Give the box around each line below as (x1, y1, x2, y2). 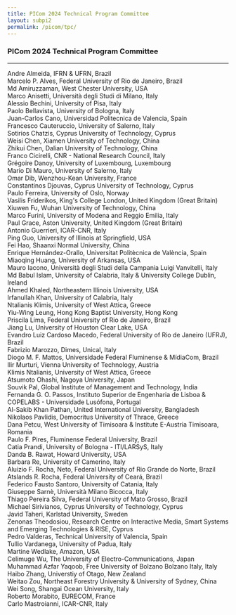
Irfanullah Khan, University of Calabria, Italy (7, 293, 133, 302)
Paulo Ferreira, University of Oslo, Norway (7, 188, 130, 197)
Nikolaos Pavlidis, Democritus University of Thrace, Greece (7, 413, 179, 421)
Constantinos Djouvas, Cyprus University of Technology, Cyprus (7, 181, 195, 190)
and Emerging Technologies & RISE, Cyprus (7, 524, 133, 533)
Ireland (7, 278, 28, 287)
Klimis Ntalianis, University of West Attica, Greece (7, 368, 152, 376)
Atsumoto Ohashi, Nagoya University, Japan (7, 375, 136, 384)
